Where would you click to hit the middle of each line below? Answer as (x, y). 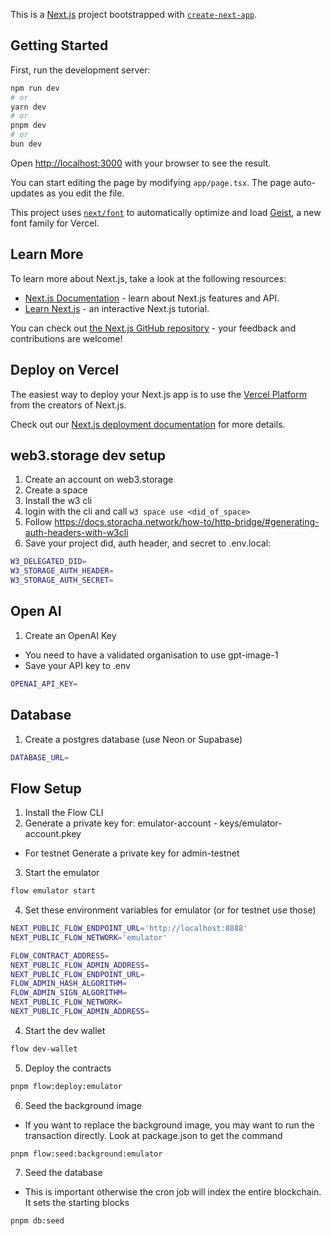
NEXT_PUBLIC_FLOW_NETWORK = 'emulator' (89, 937)
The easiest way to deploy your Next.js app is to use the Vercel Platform (159, 394)
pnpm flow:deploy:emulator (66, 1086)
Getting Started (59, 45)
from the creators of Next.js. (68, 405)
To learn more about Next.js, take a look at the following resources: (148, 278)
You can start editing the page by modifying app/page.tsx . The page (151, 182)
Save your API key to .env (77, 665)
